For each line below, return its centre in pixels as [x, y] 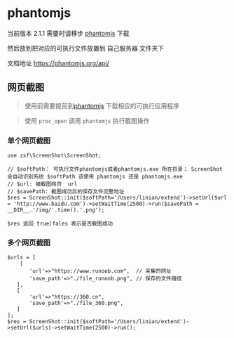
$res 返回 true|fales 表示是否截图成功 [60, 224]
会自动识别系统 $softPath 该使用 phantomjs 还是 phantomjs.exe [95, 177]
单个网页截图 [29, 141]
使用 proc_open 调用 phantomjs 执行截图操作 [87, 120]
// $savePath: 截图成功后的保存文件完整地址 [66, 192]
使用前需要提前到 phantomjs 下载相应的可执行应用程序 [102, 105]
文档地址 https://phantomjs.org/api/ [58, 63]
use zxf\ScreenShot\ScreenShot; [54, 156]
